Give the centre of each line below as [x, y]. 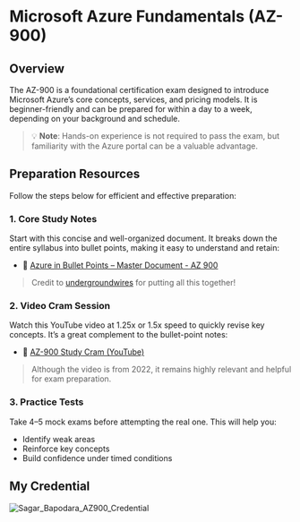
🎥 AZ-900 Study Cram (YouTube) [83, 352]
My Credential [50, 487]
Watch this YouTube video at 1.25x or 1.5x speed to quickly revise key [137, 325]
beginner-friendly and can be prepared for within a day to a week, [131, 109]
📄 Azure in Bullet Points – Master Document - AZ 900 [120, 265]
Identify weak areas [59, 439]
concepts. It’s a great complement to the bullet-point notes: [119, 335]
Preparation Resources [75, 174]
